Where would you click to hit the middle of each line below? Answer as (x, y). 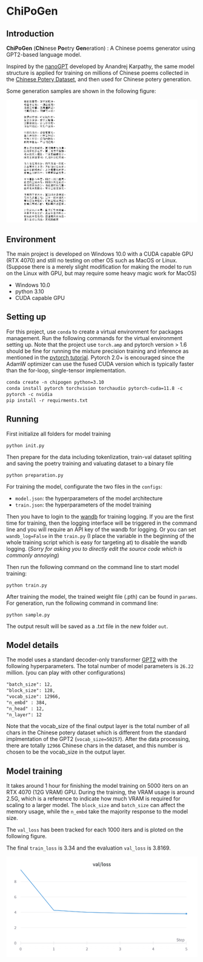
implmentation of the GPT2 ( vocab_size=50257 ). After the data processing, (98, 739)
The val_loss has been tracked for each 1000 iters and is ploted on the (95, 830)
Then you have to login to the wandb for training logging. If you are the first (100, 516)
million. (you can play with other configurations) (66, 673)
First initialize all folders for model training (58, 434)
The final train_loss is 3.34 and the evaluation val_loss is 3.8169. (88, 848)
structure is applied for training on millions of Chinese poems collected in (98, 73)
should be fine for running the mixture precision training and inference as (98, 351)
